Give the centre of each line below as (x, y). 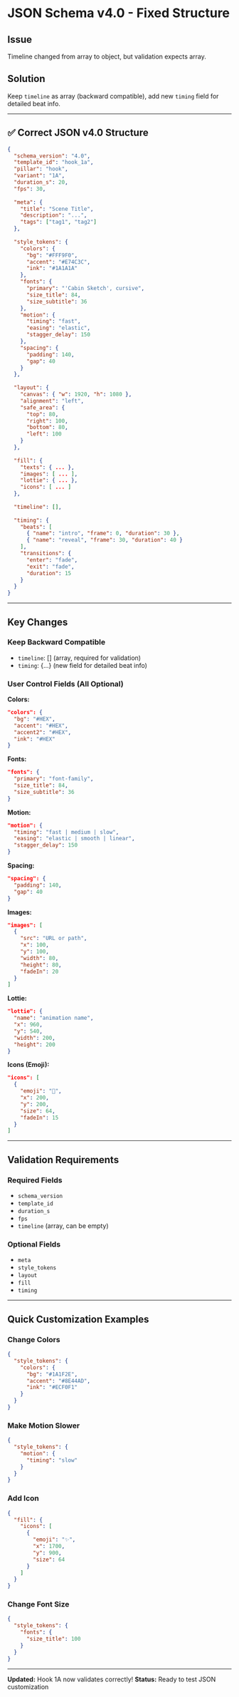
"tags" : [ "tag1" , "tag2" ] (59, 222)
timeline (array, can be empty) (63, 1226)
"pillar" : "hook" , (41, 169)
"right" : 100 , (47, 421)
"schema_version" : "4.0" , (52, 156)
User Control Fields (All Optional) (65, 684)
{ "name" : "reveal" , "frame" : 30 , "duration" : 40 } (104, 540)
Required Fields (35, 1180)
